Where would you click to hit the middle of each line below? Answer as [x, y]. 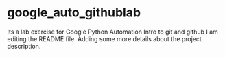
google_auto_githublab [74, 13]
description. [24, 46]
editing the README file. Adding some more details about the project [105, 38]
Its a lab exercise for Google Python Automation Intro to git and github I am [113, 32]
